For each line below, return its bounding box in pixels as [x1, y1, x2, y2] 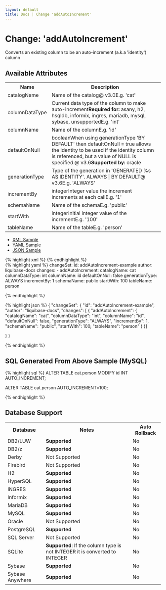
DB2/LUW [7, 437, 31, 444]
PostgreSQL [7, 526, 36, 533]
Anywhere [7, 577, 32, 584]
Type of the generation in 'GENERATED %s [51, 167, 151, 174]
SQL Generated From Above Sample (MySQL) [5, 357, 147, 365]
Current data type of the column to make [51, 100, 146, 107]
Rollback [135, 429, 156, 436]
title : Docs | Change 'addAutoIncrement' [5, 12, 92, 17]
